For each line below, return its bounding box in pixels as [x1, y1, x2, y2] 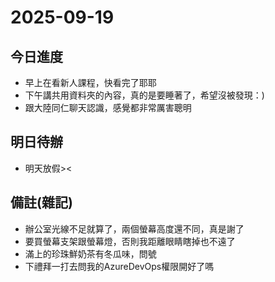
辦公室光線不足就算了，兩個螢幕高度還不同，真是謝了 [24, 222, 245, 235]
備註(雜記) [10, 194, 73, 211]
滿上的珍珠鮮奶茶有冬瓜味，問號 [24, 247, 157, 260]
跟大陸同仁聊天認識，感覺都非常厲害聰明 [24, 102, 192, 113]
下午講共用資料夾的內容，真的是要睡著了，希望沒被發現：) [24, 89, 265, 101]
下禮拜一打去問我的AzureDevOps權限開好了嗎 [24, 260, 215, 272]
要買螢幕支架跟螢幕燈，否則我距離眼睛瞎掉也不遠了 [24, 235, 236, 247]
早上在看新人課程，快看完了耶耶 [24, 77, 157, 88]
